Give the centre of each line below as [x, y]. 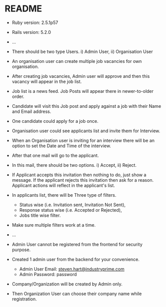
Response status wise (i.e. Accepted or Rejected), [71, 210]
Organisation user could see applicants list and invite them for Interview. [86, 131]
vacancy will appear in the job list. [47, 81]
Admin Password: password [48, 274]
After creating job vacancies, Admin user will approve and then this [81, 76]
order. [18, 96]
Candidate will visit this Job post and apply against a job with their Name [86, 106]
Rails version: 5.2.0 [31, 32]
